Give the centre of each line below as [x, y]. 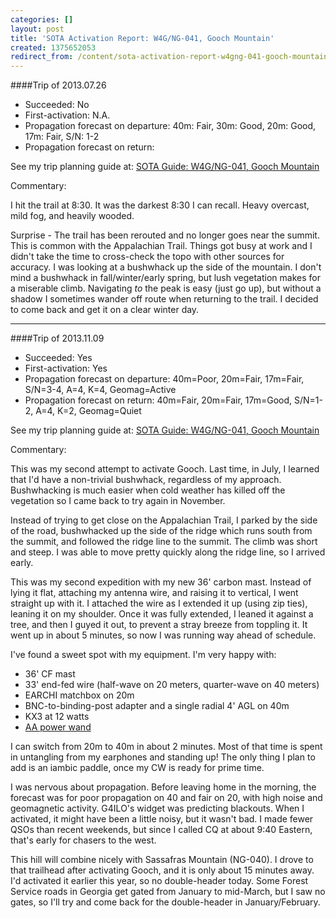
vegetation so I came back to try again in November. [118, 501]
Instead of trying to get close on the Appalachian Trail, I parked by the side [164, 520]
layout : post [37, 29]
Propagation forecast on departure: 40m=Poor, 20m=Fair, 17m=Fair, [164, 379]
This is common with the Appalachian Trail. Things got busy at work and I [161, 246]
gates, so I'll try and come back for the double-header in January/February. [165, 902]
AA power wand [58, 727]
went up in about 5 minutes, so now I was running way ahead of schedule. [163, 635]
